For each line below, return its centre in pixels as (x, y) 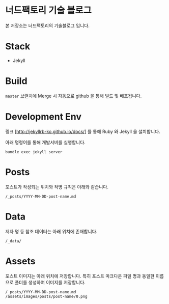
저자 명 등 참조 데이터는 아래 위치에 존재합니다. (51, 231)
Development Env (44, 117)
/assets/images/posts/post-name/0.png (46, 296)
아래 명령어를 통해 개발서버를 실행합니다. (45, 142)
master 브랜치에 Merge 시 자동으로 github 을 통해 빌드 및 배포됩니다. (74, 96)
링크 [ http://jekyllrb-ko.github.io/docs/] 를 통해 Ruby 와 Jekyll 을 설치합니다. (83, 131)
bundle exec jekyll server (34, 152)
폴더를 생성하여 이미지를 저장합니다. (50, 282)
